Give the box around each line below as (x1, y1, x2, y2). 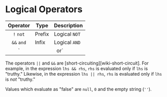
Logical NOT (54, 30, 81, 38)
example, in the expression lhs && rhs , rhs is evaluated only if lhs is (5, 65, 148, 72)
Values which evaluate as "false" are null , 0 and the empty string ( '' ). (5, 86, 152, 92)
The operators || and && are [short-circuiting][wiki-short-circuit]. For (5, 60, 149, 66)
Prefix (35, 30, 49, 38)
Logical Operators (5, 4, 83, 15)
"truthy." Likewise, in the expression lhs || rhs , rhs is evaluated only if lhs (5, 71, 162, 77)
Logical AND (54, 39, 81, 46)
